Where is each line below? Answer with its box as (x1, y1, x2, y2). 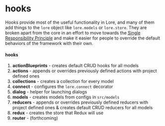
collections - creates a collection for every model (12, 79, 114, 84)
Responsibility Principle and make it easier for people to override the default (5, 35, 160, 41)
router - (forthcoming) (12, 115, 58, 121)
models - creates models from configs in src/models (12, 94, 120, 100)
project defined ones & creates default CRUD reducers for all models (12, 105, 153, 111)
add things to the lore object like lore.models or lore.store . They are (5, 24, 147, 30)
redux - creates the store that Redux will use (12, 110, 104, 116)
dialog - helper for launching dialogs (12, 89, 88, 95)
